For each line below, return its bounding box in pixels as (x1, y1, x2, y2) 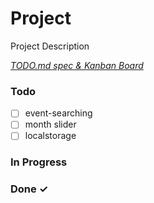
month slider (24, 118, 77, 131)
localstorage (24, 130, 77, 142)
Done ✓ (10, 182, 49, 196)
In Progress (10, 155, 68, 169)
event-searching (24, 107, 93, 119)
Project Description (10, 40, 90, 52)
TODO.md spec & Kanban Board (10, 59, 144, 71)
